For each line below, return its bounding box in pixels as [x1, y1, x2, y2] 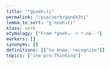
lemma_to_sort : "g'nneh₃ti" [6, 20, 76, 25]
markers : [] [6, 36, 36, 42]
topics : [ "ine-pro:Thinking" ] [6, 53, 81, 59]
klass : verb [6, 25, 36, 31]
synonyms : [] [6, 42, 39, 48]
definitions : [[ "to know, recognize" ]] [6, 47, 105, 53]
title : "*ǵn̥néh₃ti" [6, 8, 55, 15]
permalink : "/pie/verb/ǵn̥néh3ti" [6, 14, 89, 20]
